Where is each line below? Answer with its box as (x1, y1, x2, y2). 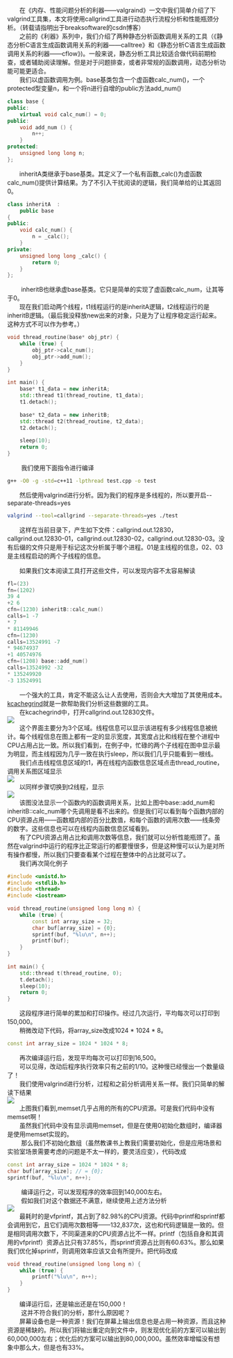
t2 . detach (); (19, 424, 58, 431)
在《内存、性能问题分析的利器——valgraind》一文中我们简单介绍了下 (19, 6, 216, 14)
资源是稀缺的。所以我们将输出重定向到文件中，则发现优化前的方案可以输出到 (7, 1326, 226, 1334)
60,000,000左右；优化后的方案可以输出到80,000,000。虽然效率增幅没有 (7, 1334, 214, 1343)
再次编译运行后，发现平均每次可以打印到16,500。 (19, 1054, 160, 1061)
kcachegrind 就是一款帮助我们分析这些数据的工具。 (7, 699, 153, 707)
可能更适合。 (12, 67, 50, 75)
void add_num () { (19, 124, 73, 131)
